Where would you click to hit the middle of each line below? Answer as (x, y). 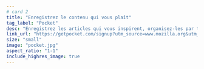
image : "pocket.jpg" (32, 46)
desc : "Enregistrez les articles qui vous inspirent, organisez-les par (100, 28)
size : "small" (24, 40)
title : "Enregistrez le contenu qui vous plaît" (69, 17)
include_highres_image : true (43, 56)
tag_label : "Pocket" (32, 23)
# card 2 (17, 12)
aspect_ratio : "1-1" (32, 51)
